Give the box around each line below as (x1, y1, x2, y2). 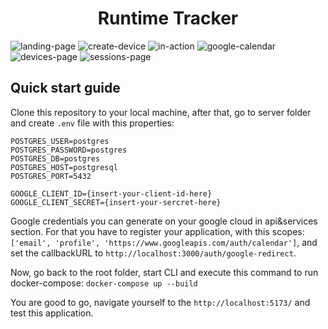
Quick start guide (10, 80, 121, 97)
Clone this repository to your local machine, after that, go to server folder (10, 106, 312, 118)
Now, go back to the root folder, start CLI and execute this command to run (10, 266, 319, 278)
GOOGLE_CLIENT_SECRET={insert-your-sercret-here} (10, 197, 222, 207)
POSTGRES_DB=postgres (10, 153, 101, 164)
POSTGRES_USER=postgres (10, 136, 110, 146)
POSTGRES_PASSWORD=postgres (10, 145, 128, 155)
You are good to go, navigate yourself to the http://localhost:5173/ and (10, 296, 311, 308)
